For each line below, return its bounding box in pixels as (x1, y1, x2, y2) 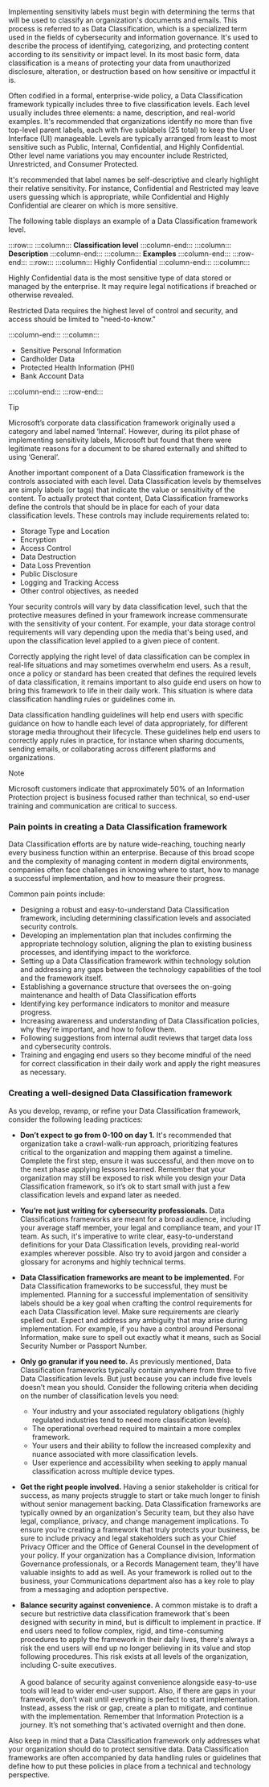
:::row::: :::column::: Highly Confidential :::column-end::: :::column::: (29, 258, 251, 267)
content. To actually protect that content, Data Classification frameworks (8, 494, 249, 503)
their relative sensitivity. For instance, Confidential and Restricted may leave (8, 184, 259, 192)
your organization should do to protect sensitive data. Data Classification (8, 1744, 249, 1754)
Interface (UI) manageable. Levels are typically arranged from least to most (8, 134, 257, 143)
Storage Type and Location (19, 527, 110, 536)
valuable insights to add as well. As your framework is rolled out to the (19, 1567, 253, 1577)
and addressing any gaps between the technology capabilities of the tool (19, 965, 262, 974)
